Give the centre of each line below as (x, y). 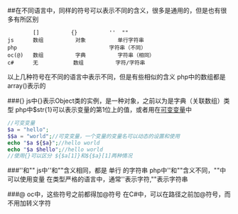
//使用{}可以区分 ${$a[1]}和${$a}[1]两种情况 (70, 156)
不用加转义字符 (29, 203)
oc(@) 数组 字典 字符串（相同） (81, 55)
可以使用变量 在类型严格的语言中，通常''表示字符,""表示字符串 (98, 179)
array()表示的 (27, 86)
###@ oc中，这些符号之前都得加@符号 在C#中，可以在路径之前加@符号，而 (119, 194)
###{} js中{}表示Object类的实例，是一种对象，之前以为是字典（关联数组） (115, 101)
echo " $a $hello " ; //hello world (55, 150)
